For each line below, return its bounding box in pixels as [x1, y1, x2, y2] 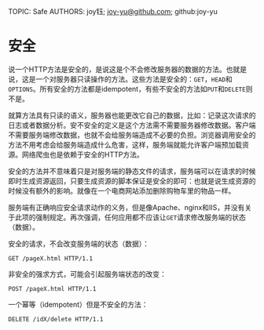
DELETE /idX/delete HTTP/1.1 [8, 315, 104, 323]
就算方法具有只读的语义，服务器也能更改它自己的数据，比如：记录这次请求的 [8, 111, 256, 120]
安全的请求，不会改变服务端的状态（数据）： [8, 238, 149, 248]
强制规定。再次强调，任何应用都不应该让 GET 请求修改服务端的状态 [35, 212, 246, 222]
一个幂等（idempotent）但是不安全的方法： [8, 299, 148, 309]
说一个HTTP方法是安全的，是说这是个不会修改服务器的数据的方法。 [8, 64, 226, 74]
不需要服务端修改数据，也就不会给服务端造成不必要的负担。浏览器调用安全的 [8, 130, 256, 140]
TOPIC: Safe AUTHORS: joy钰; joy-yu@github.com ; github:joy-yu [8, 7, 218, 16]
